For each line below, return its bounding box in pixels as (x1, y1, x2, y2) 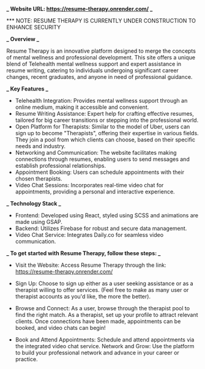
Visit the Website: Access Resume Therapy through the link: (15, 261, 166, 269)
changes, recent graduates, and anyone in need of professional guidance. (6, 73, 193, 80)
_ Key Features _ (6, 85, 49, 92)
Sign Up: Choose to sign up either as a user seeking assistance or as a (15, 280, 194, 287)
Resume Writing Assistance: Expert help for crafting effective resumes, (15, 110, 195, 117)
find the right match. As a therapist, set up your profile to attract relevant (15, 311, 198, 318)
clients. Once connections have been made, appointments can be (15, 318, 181, 325)
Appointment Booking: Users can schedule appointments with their (15, 168, 185, 176)
